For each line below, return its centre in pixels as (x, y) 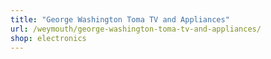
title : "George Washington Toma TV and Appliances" (120, 19)
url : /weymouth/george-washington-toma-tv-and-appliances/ (136, 29)
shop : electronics (48, 38)
